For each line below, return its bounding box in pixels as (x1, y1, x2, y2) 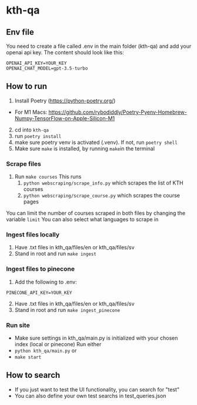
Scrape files (6, 160, 41, 168)
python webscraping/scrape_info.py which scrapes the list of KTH (23, 179, 183, 186)
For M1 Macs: (14, 108, 48, 116)
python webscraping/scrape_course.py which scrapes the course (23, 192, 181, 199)
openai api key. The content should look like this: (6, 49, 125, 56)
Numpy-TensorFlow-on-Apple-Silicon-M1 (14, 114, 115, 121)
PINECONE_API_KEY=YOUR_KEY (6, 289, 72, 295)
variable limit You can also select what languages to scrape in (6, 216, 159, 223)
